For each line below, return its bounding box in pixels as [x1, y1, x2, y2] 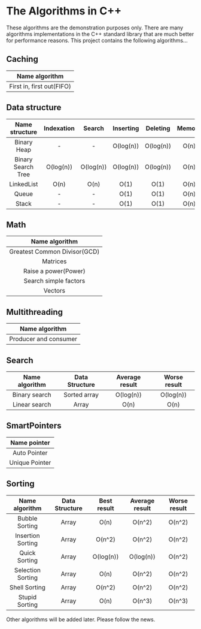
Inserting [112, 124, 139, 133]
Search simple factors [23, 277, 86, 285]
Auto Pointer [13, 449, 48, 457]
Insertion [14, 531, 40, 540]
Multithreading [6, 307, 63, 317]
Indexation [44, 124, 75, 133]
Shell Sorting [9, 583, 46, 591]
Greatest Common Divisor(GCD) [9, 248, 100, 256]
